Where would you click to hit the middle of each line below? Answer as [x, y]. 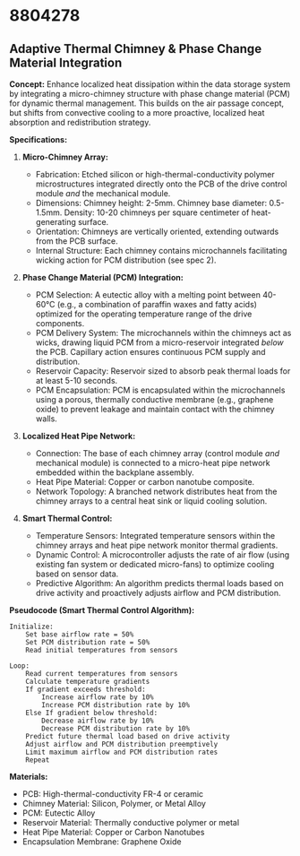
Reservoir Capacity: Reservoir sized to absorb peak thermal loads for [163, 371]
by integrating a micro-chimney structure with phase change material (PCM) [150, 94]
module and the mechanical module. [103, 193]
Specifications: [39, 139]
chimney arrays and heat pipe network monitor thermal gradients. [157, 545]
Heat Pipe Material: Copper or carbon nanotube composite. [145, 482]
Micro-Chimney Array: [65, 157]
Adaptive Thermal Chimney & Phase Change [136, 49]
